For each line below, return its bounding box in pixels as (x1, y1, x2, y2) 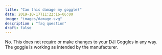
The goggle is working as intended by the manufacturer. (5, 44, 118, 50)
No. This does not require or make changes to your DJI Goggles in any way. (5, 39, 158, 45)
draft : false (5, 26, 32, 30)
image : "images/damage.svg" (5, 16, 63, 21)
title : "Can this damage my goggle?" (5, 7, 82, 12)
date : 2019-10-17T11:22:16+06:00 (5, 12, 73, 17)
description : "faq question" (5, 21, 67, 26)
